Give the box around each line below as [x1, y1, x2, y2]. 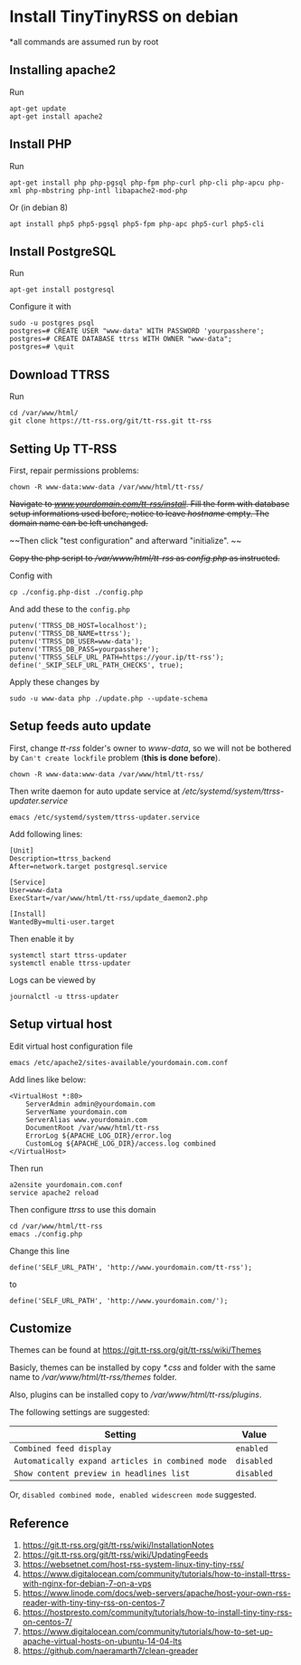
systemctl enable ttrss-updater [9, 958, 131, 967]
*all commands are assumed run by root [9, 36, 159, 47]
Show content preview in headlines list [14, 1469, 190, 1479]
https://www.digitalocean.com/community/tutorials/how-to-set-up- [22, 1626, 274, 1637]
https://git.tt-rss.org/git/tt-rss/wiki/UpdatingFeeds [22, 1549, 209, 1560]
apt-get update [9, 104, 67, 113]
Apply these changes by [9, 677, 100, 687]
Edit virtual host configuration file [9, 1041, 134, 1051]
